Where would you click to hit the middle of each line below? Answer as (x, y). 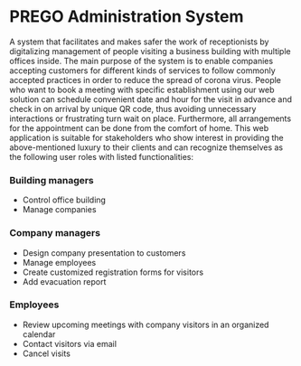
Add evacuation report (64, 281)
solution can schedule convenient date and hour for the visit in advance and (150, 99)
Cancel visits (46, 353)
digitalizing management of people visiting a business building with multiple (150, 51)
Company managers (55, 233)
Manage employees (59, 262)
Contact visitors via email (70, 343)
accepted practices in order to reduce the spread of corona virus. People (146, 80)
